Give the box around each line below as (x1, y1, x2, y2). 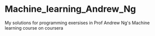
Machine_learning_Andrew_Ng (5, 3, 136, 15)
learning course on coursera (5, 25, 64, 31)
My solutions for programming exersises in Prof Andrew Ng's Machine (5, 20, 150, 26)
